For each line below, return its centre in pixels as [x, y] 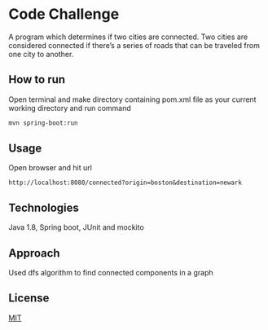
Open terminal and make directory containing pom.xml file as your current [132, 99]
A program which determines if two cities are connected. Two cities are [128, 37]
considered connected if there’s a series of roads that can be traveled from [134, 45]
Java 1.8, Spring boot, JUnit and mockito [76, 227]
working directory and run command [70, 108]
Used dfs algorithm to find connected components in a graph [111, 273]
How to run [37, 79]
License [29, 298]
